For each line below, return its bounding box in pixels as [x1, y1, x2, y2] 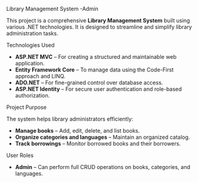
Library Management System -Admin [6, 5, 99, 12]
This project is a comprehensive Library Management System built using [6, 17, 190, 24]
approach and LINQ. [15, 73, 66, 79]
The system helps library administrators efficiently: [6, 115, 134, 122]
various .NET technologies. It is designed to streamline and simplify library [6, 24, 193, 30]
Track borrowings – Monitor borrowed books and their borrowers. [15, 140, 181, 147]
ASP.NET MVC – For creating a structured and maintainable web [15, 53, 177, 60]
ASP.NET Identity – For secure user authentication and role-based [15, 85, 182, 93]
